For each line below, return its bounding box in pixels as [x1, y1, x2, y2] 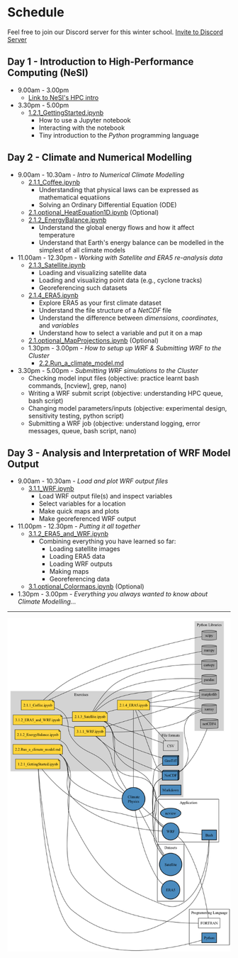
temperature [38, 230, 76, 239]
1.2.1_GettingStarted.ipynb [28, 108, 104, 117]
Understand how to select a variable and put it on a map [38, 328, 203, 337]
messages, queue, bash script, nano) [28, 426, 137, 435]
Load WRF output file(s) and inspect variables [38, 492, 173, 501]
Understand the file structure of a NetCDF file [38, 306, 172, 314]
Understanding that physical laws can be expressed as [38, 185, 199, 194]
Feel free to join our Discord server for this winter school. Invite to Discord [7, 28, 223, 36]
